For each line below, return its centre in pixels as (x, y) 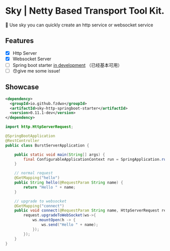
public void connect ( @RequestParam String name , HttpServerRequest (87, 210)
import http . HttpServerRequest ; (39, 127)
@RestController (22, 140)
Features (19, 41)
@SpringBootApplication (30, 136)
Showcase (22, 87)
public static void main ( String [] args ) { (60, 155)
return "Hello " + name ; (50, 187)
